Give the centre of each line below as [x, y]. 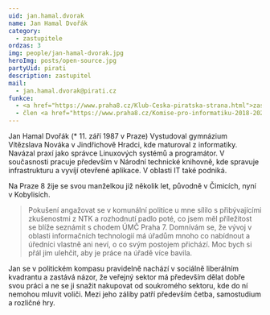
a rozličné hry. [32, 303]
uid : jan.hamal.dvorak [46, 16]
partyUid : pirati [37, 68]
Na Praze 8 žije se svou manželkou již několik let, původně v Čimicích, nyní [133, 186]
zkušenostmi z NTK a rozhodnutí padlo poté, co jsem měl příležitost [140, 219]
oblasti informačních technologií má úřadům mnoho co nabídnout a [139, 236]
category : [25, 31]
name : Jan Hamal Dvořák [48, 23]
